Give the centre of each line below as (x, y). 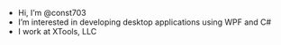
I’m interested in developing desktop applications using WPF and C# (145, 22)
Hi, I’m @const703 (52, 13)
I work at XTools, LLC (57, 31)
